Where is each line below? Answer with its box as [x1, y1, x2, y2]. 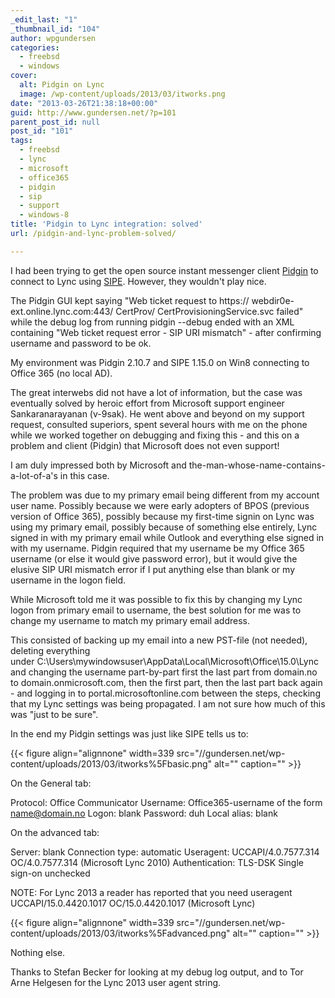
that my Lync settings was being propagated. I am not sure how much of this [10, 697, 326, 710]
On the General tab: [10, 777, 92, 789]
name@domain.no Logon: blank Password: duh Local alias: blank [10, 807, 278, 819]
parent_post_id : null [10, 117, 101, 127]
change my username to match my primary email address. [10, 614, 251, 626]
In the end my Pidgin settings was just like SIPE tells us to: [10, 727, 249, 740]
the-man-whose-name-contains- [188, 459, 326, 471]
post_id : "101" [10, 126, 74, 136]
